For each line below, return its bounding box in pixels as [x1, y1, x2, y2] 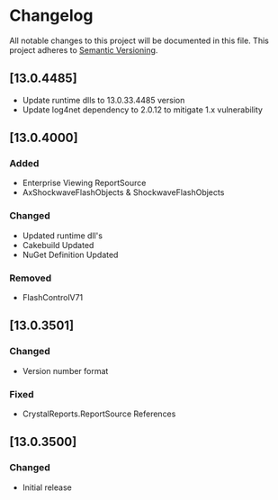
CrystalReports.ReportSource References [22, 408, 176, 419]
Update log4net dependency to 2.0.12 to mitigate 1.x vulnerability [22, 104, 264, 115]
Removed [9, 272, 52, 284]
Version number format [22, 365, 109, 376]
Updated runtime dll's [22, 230, 103, 241]
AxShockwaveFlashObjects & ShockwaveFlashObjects [22, 187, 225, 198]
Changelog [9, 5, 94, 26]
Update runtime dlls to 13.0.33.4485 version [22, 94, 185, 105]
